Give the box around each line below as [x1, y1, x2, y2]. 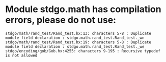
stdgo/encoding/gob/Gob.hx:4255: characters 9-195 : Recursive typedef [5, 48, 160, 53]
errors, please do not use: [5, 14, 116, 26]
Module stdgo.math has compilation [5, 4, 161, 15]
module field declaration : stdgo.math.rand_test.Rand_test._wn [5, 35, 145, 40]
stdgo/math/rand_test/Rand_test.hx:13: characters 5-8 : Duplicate [5, 31, 152, 36]
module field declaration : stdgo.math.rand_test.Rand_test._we [5, 44, 145, 49]
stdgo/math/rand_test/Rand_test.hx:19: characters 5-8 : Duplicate [5, 39, 152, 45]
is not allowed [5, 53, 38, 58]
